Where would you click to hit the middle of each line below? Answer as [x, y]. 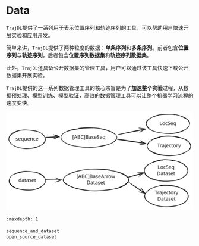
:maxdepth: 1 [22, 219]
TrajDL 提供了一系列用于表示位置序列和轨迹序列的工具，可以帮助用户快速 [95, 27]
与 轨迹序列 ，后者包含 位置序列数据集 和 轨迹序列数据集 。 [84, 55]
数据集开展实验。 [27, 75]
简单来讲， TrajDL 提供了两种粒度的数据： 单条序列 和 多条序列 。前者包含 [92, 48]
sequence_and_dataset [33, 231]
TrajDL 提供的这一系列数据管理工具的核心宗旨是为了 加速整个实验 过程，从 [95, 88]
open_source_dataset [32, 237]
